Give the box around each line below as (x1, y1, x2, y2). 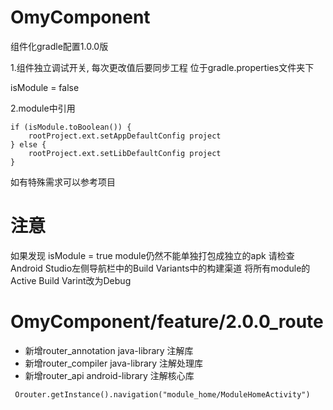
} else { (10, 139, 47, 150)
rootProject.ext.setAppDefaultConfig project (28, 131, 222, 141)
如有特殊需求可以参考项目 (10, 176, 116, 188)
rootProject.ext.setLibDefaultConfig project (28, 148, 222, 158)
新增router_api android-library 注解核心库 (24, 369, 195, 381)
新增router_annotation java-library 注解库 (24, 344, 194, 356)
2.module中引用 (10, 102, 76, 114)
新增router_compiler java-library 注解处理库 (24, 357, 204, 369)
